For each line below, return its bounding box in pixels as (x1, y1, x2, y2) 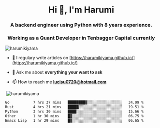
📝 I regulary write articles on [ (12, 55, 71, 61)
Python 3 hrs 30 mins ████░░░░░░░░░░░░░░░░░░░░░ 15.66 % (5, 109, 144, 114)
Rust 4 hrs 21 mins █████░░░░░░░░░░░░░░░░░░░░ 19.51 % (5, 104, 144, 109)
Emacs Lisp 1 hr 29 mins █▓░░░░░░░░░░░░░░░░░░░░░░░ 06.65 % (5, 118, 144, 123)
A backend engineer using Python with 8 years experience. (10, 22, 152, 28)
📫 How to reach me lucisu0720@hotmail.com (12, 79, 107, 85)
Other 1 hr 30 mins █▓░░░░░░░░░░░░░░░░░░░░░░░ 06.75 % (5, 114, 144, 118)
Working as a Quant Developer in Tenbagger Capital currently (7, 35, 155, 42)
